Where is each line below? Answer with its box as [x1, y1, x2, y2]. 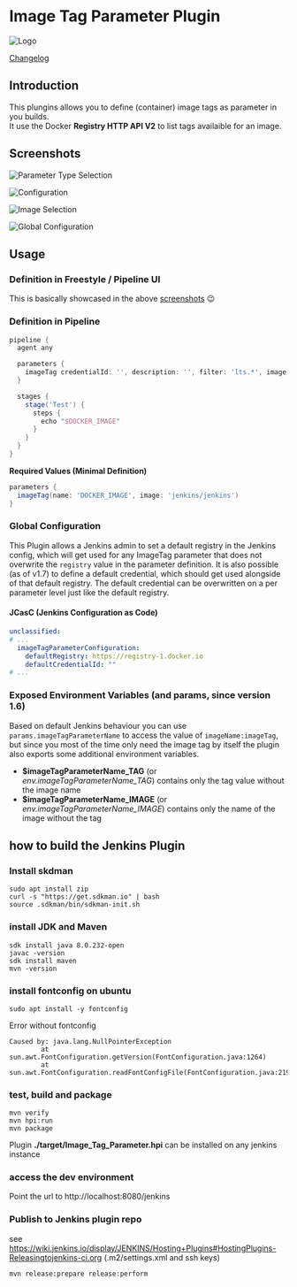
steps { [32, 409, 62, 418]
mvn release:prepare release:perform [9, 1269, 148, 1278]
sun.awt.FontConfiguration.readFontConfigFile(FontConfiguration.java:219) [9, 1068, 294, 1076]
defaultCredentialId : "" [25, 660, 117, 669]
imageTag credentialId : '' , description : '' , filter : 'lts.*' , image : [25, 368, 291, 377]
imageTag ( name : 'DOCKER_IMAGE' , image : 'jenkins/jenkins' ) [17, 491, 240, 500]
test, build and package [9, 1088, 112, 1100]
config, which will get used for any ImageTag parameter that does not [9, 549, 263, 560]
